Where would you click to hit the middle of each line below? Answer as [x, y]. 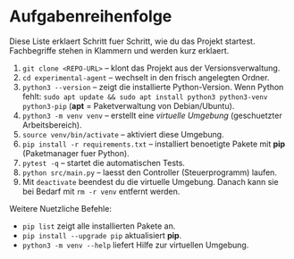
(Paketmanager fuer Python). [76, 153]
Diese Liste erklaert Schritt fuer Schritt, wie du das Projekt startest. [132, 41]
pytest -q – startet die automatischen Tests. [104, 163]
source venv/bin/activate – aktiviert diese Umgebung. [123, 134]
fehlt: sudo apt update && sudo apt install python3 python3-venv [145, 96]
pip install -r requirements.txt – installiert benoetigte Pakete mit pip [154, 144]
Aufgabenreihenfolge [91, 17]
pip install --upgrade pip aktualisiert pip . [102, 235]
